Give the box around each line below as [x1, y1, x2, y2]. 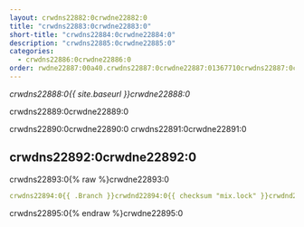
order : [9, 64, 34, 73]
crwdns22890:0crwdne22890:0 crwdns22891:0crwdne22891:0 [9, 123, 247, 134]
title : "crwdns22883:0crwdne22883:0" [9, 22, 152, 31]
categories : [9, 47, 54, 56]
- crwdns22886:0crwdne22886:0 [17, 55, 131, 64]
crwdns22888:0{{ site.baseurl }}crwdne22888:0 [9, 88, 190, 99]
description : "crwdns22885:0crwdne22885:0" [9, 38, 176, 48]
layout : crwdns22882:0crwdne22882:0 [9, 13, 147, 23]
